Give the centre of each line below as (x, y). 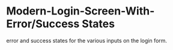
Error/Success (43, 24)
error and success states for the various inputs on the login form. (86, 40)
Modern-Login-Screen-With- (80, 11)
